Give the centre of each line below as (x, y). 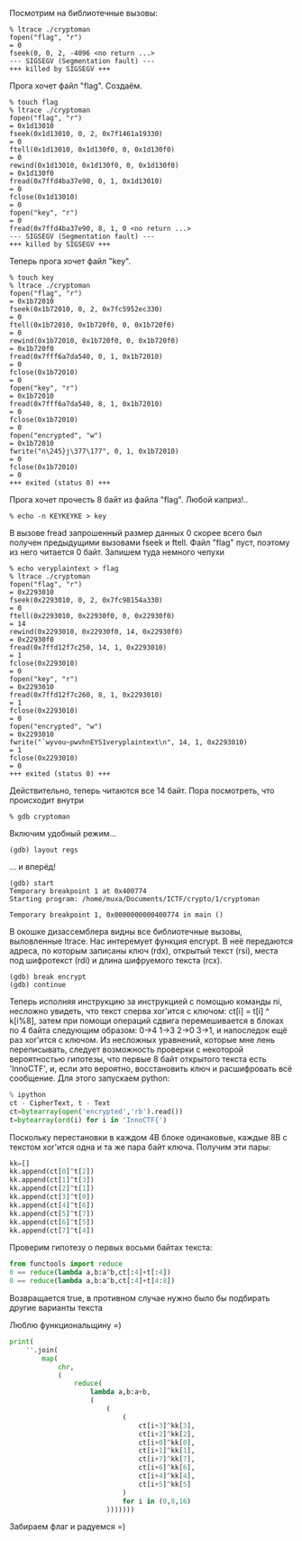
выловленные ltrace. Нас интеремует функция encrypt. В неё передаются (151, 941)
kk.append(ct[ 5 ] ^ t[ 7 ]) (52, 1213)
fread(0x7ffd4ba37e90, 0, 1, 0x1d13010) (87, 181)
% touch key (32, 278)
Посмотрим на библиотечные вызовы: (83, 13)
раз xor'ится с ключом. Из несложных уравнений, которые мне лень (142, 1040)
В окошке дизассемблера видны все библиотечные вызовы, (126, 932)
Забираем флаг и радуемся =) (68, 1527)
